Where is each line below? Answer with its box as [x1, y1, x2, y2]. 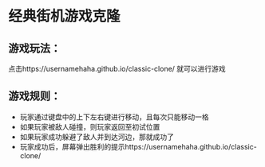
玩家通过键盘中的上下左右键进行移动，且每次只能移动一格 [19, 112, 209, 122]
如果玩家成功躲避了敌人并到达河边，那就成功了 [19, 132, 174, 142]
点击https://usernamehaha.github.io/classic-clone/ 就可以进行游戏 [8, 64, 226, 73]
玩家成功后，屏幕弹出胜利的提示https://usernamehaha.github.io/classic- [19, 142, 257, 151]
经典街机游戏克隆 [8, 7, 121, 25]
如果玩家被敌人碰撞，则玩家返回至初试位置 [19, 122, 160, 131]
